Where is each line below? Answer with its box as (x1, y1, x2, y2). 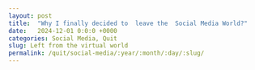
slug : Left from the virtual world (8, 42, 129, 50)
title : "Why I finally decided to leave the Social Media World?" (8, 19, 249, 27)
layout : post (8, 11, 53, 20)
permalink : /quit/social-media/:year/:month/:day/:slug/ (8, 49, 205, 57)
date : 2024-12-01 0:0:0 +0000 (8, 27, 117, 35)
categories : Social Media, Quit (8, 34, 117, 43)
